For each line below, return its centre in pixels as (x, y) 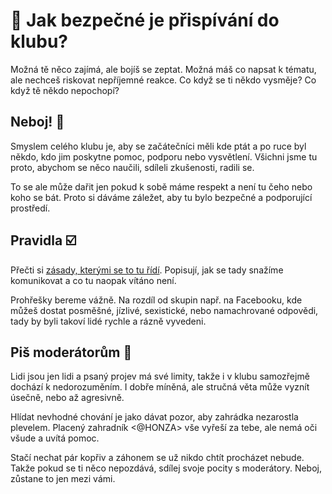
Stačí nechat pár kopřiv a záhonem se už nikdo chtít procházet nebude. (157, 458)
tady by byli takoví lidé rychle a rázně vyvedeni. (108, 321)
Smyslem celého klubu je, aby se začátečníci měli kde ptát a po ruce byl (158, 146)
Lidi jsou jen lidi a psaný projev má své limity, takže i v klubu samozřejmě (160, 376)
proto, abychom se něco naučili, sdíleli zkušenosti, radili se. (132, 167)
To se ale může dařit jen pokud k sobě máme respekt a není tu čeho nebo (161, 186)
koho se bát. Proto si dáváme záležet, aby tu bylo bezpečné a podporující (161, 197)
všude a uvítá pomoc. (55, 438)
